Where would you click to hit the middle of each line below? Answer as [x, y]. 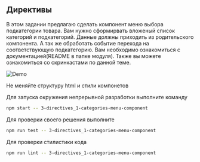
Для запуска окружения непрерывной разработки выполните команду [97, 97]
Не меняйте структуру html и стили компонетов [67, 85]
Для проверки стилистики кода [47, 142]
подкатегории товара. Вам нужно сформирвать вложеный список [90, 30]
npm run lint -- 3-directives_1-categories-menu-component [81, 153]
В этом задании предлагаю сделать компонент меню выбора [85, 24]
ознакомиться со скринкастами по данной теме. [69, 62]
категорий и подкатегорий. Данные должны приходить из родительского [100, 37]
